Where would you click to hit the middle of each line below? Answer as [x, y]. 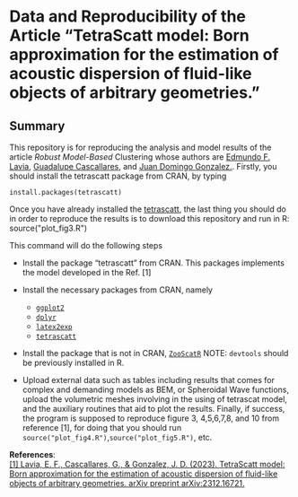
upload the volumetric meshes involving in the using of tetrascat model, [154, 399]
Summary [37, 126]
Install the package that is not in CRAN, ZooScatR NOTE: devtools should [155, 353]
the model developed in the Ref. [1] [87, 272]
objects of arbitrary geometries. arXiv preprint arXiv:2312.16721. [127, 483]
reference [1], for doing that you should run [102, 427]
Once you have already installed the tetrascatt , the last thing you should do [148, 209]
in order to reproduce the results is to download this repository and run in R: [149, 218]
